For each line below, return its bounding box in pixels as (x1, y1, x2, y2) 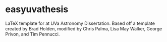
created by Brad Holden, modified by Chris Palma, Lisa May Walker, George (5, 25, 162, 31)
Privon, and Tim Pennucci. (5, 31, 60, 37)
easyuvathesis (5, 4, 69, 15)
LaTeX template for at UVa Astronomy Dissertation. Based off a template (5, 20, 155, 26)
